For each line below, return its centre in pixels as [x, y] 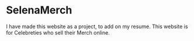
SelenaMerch [39, 10]
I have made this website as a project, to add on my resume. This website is [97, 26]
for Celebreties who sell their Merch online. [58, 32]
